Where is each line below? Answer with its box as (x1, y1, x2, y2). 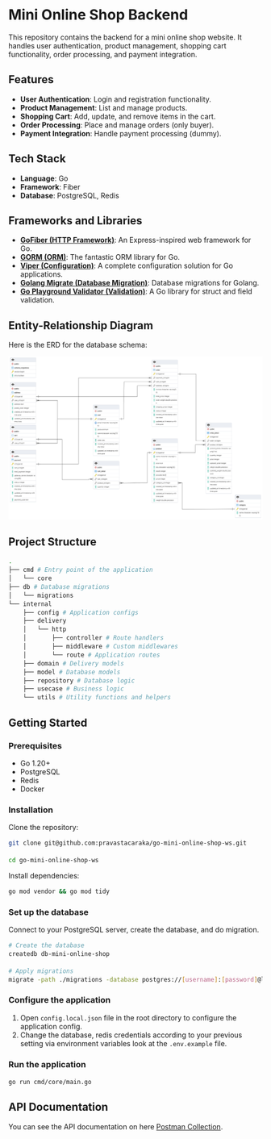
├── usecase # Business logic (23, 685, 125, 693)
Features (8, 73, 54, 86)
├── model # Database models (23, 668, 121, 676)
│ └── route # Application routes (23, 651, 161, 659)
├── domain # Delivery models (23, 659, 125, 667)
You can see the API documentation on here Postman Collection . (8, 1121, 223, 1131)
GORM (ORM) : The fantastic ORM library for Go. (19, 252, 180, 262)
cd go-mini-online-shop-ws (8, 856, 99, 864)
